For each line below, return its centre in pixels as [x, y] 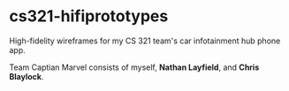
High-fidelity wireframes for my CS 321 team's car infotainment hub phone [145, 41]
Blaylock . [27, 76]
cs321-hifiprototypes [89, 16]
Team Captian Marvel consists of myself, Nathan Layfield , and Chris [134, 67]
